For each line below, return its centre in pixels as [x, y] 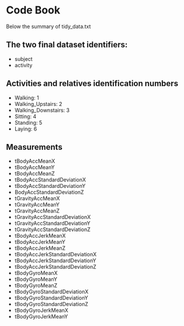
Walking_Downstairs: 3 [42, 110]
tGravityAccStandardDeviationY [52, 224]
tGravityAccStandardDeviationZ [52, 229]
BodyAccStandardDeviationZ [49, 192]
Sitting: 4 [25, 116]
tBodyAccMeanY [34, 167]
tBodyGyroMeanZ [36, 286]
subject [24, 59]
